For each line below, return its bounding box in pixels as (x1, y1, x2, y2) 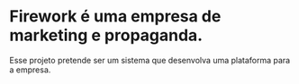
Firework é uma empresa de (9, 6, 222, 27)
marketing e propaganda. (9, 25, 204, 46)
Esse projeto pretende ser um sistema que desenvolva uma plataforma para (9, 55, 291, 65)
